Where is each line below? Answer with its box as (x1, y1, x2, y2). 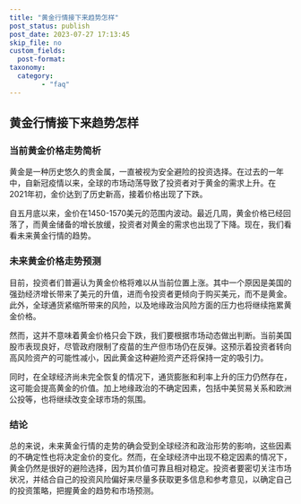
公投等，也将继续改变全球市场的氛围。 (9, 394, 150, 404)
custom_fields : (9, 47, 66, 56)
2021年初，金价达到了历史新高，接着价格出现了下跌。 (9, 189, 208, 200)
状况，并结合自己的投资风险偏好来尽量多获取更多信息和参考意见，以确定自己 (9, 474, 292, 484)
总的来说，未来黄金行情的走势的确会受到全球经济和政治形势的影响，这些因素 (9, 440, 292, 451)
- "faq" (41, 80, 70, 89)
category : (17, 72, 54, 81)
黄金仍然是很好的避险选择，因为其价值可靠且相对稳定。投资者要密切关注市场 (9, 463, 292, 474)
